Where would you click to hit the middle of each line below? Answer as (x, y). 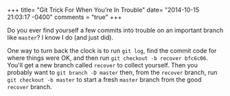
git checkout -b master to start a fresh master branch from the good (104, 80)
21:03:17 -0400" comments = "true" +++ (65, 17)
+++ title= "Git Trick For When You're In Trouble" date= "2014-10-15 (103, 10)
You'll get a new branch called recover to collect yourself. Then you (102, 65)
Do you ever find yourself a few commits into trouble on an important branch (115, 30)
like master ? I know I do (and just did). (60, 37)
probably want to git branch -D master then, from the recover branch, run (112, 72)
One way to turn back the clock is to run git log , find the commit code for (112, 51)
